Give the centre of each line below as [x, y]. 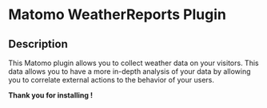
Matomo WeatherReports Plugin [117, 15]
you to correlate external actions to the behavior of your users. [111, 80]
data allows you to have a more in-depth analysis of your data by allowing [130, 71]
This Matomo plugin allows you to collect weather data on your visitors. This [133, 63]
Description [38, 44]
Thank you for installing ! [51, 95]
